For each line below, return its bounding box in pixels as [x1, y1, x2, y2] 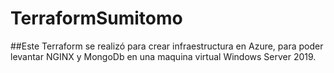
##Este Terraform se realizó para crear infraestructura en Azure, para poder [10, 40, 324, 52]
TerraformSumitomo [10, 7, 183, 30]
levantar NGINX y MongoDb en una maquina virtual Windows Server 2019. [10, 50, 317, 62]
